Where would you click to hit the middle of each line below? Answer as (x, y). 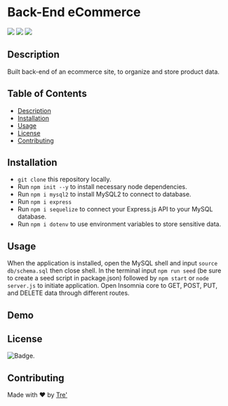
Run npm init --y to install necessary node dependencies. (102, 187)
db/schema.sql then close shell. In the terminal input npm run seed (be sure (114, 270)
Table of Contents (47, 94)
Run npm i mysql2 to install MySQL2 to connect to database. (104, 195)
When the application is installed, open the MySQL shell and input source (113, 263)
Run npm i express (45, 202)
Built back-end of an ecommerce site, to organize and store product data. (113, 72)
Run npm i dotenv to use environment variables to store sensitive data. (119, 224)
